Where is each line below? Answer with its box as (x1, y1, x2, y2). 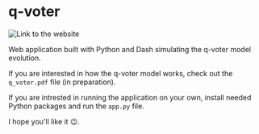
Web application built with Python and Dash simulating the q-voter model (8, 44, 252, 54)
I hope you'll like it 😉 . (8, 116, 81, 126)
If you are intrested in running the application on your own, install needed (8, 92, 252, 102)
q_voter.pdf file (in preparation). (8, 77, 116, 87)
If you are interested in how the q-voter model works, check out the (8, 68, 233, 78)
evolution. (8, 53, 42, 63)
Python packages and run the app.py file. (8, 101, 145, 111)
